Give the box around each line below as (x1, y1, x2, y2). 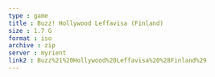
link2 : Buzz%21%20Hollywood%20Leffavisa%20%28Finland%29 (8, 57, 207, 65)
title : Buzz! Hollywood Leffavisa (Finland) (8, 19, 163, 27)
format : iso (8, 34, 52, 43)
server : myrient (8, 49, 67, 57)
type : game (8, 11, 48, 20)
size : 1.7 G (8, 26, 52, 34)
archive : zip (8, 42, 56, 50)
